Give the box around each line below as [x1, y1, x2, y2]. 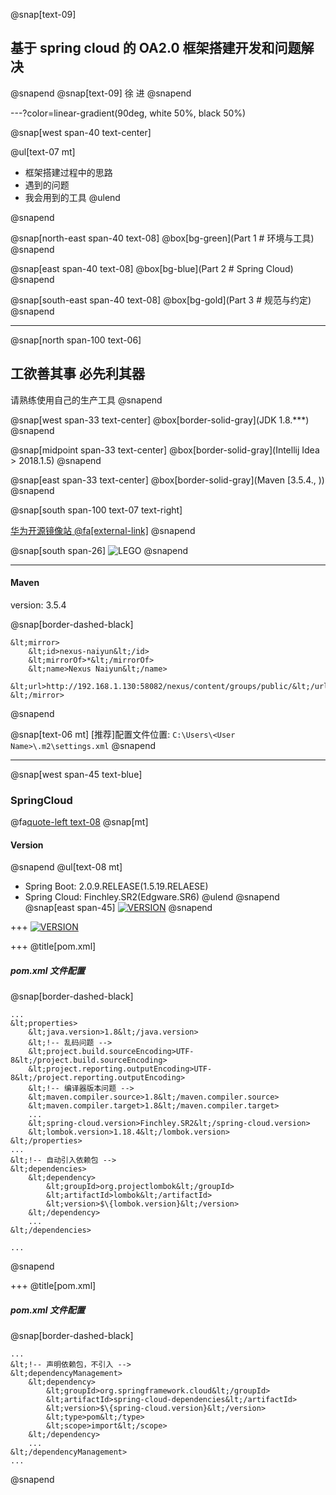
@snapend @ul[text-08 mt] [10, 861, 123, 873]
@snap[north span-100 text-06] [10, 334, 142, 346]
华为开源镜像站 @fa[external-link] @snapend [10, 524, 196, 536]
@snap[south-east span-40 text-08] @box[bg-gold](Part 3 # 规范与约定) [10, 294, 312, 306]
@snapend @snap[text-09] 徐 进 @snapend [10, 87, 192, 99]
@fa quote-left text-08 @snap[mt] [10, 816, 149, 828]
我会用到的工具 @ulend [24, 191, 121, 203]
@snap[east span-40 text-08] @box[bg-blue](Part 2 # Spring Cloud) [10, 262, 294, 274]
